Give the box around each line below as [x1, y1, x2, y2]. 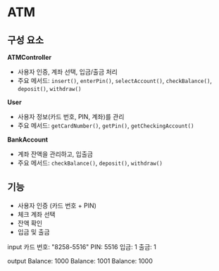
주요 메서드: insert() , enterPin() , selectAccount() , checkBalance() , [17, 77, 213, 84]
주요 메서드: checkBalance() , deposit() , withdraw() [17, 159, 163, 167]
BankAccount [7, 135, 48, 144]
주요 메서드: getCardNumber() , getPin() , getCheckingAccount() [17, 121, 194, 130]
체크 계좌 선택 [17, 210, 56, 218]
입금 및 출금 [17, 227, 51, 236]
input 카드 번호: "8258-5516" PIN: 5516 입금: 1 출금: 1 [7, 242, 156, 251]
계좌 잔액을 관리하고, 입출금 [17, 150, 94, 158]
